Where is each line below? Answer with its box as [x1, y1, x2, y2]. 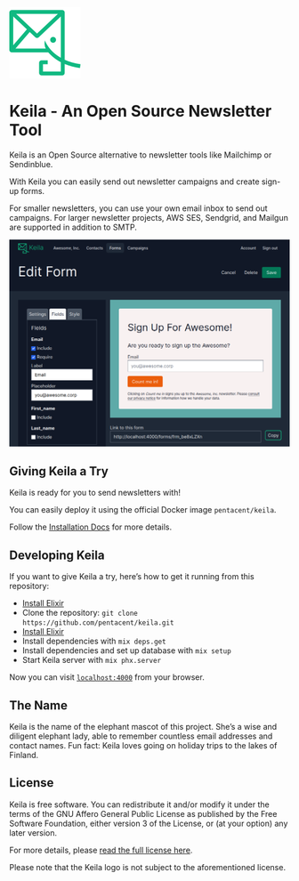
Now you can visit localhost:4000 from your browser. [9, 672, 205, 683]
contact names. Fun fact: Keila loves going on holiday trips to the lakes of [9, 740, 278, 750]
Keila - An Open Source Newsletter [9, 101, 272, 122]
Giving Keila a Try [9, 464, 109, 479]
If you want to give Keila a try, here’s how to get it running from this [9, 571, 255, 582]
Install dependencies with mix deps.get [21, 635, 166, 647]
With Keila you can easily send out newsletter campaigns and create [9, 176, 260, 187]
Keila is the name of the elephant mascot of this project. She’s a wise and [9, 721, 278, 731]
